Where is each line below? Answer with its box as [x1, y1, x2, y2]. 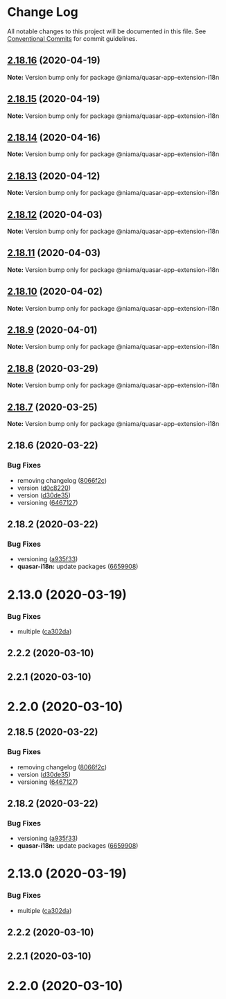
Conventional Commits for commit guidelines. [7, 34, 137, 42]
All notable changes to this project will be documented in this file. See [7, 27, 207, 35]
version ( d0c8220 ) [17, 484, 71, 492]
